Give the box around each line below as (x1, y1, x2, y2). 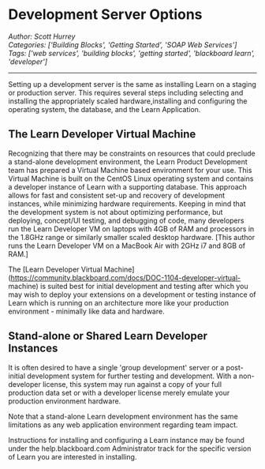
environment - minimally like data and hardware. (8, 306, 165, 316)
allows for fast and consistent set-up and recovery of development (8, 190, 226, 200)
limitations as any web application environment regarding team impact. (8, 420, 238, 430)
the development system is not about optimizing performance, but (8, 207, 223, 216)
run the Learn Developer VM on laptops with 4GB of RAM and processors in (8, 223, 255, 234)
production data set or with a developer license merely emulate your (8, 388, 230, 397)
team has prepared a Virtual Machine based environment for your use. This (8, 165, 252, 174)
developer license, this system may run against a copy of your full (8, 379, 222, 388)
